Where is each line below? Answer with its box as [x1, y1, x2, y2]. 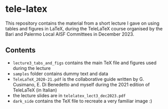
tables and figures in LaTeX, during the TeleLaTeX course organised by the [5, 25, 163, 31]
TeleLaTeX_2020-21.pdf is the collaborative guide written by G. [12, 76, 144, 82]
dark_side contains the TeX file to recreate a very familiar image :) [12, 98, 153, 104]
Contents [5, 46, 36, 55]
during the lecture [12, 65, 51, 71]
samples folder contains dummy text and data [12, 70, 108, 77]
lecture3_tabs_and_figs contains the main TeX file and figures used [12, 60, 157, 66]
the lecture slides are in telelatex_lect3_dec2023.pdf [12, 92, 126, 98]
